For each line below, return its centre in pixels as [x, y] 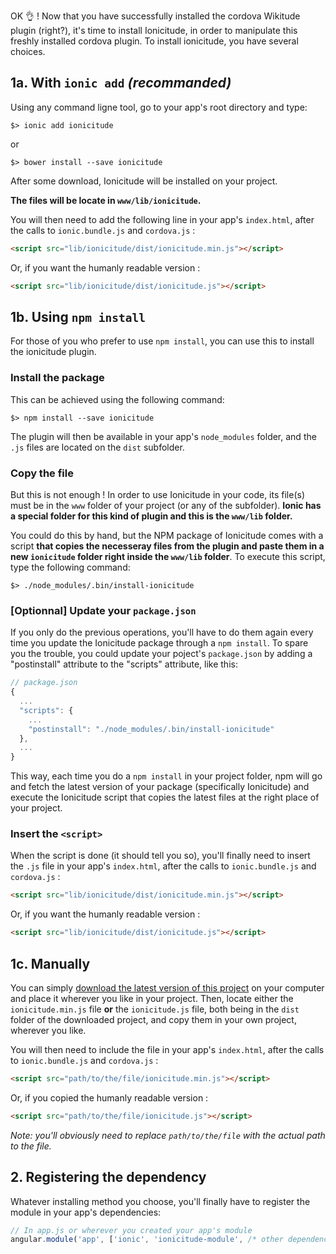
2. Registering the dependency [108, 1177]
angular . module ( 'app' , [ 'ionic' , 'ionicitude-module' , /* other [147, 1240]
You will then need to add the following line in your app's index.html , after [162, 219]
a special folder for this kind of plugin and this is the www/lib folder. [151, 516]
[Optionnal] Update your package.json [103, 610]
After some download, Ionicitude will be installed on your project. [144, 181]
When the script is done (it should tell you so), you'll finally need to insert [160, 856]
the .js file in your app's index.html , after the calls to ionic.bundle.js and [163, 866]
